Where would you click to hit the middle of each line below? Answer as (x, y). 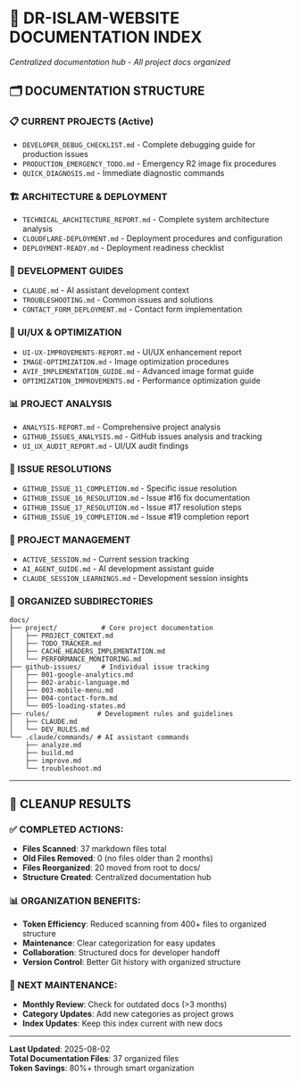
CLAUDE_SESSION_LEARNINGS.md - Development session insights (135, 578)
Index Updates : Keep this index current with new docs (122, 1023)
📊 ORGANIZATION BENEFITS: (75, 901)
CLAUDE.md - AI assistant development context (105, 290)
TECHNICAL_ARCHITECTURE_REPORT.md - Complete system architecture (146, 219)
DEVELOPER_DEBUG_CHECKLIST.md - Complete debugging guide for (139, 144)
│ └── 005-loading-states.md (67, 706)
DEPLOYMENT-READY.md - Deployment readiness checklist (123, 247)
